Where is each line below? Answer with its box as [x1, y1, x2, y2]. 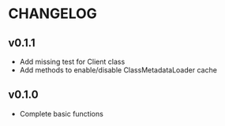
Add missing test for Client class [19, 57, 126, 66]
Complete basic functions [19, 109, 104, 118]
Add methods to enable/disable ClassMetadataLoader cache [19, 65, 217, 75]
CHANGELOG [8, 5, 97, 23]
